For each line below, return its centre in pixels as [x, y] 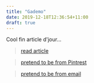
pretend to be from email [51, 74]
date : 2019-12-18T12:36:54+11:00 [47, 17]
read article [35, 51]
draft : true [21, 23]
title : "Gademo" [26, 12]
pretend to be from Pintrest [54, 62]
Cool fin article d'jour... [34, 40]
